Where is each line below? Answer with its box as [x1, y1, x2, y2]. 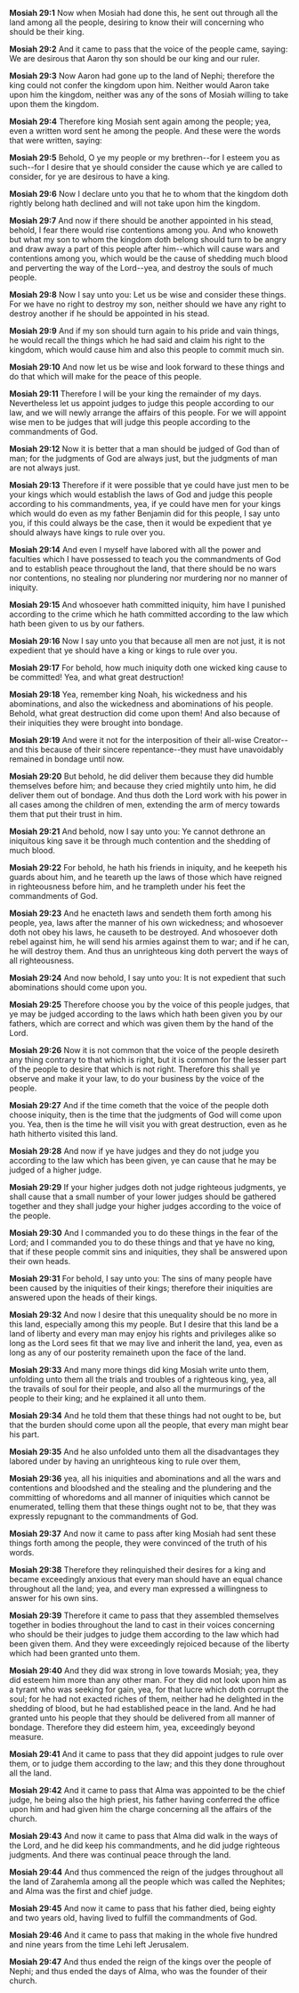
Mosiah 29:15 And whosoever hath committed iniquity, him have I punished [9, 600, 287, 609]
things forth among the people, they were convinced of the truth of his [9, 1538, 268, 1548]
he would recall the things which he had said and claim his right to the [9, 335, 265, 346]
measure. [9, 1732, 44, 1742]
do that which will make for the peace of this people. [9, 372, 202, 381]
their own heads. [9, 1256, 71, 1266]
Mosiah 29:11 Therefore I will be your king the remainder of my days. [9, 388, 263, 399]
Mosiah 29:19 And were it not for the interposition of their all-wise [9, 735, 252, 745]
